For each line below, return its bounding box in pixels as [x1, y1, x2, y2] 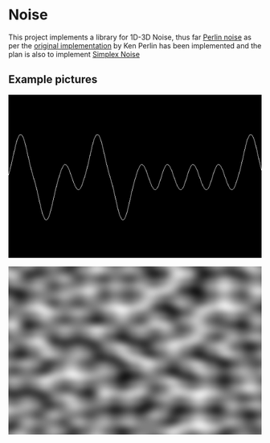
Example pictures [8, 72, 98, 86]
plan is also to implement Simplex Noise [8, 49, 141, 59]
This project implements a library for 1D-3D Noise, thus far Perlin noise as [8, 32, 252, 42]
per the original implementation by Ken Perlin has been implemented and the [8, 40, 262, 50]
